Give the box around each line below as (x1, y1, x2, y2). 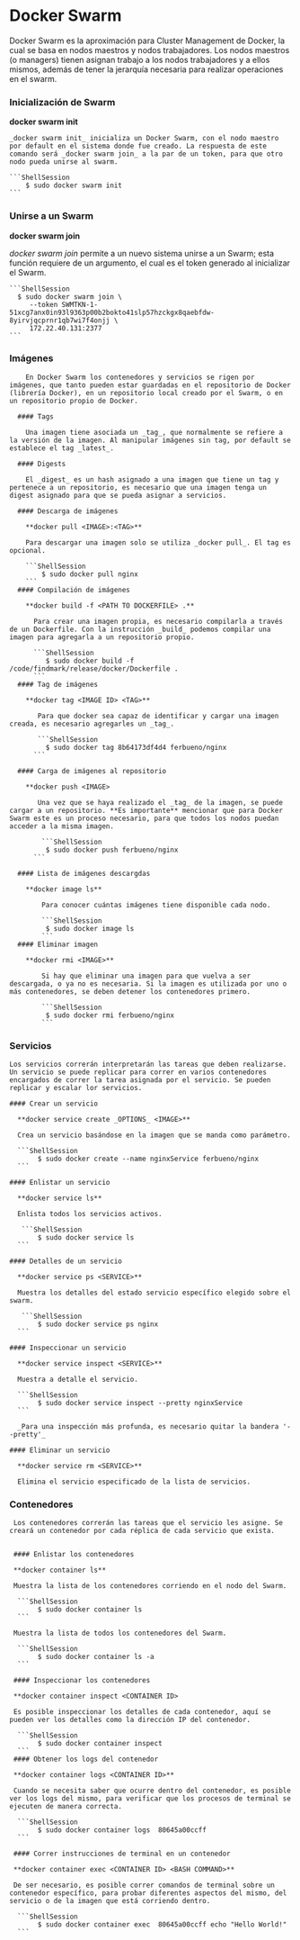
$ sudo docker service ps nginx (37, 1320, 159, 1329)
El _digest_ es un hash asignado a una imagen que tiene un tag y (25, 474, 279, 484)
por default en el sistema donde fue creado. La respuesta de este (9, 141, 268, 151)
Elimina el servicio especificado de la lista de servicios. (17, 1477, 251, 1486)
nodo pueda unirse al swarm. (9, 158, 119, 167)
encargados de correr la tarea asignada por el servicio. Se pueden (9, 1076, 271, 1085)
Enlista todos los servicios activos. (17, 1210, 163, 1219)
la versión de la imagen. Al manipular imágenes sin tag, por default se (9, 436, 292, 445)
